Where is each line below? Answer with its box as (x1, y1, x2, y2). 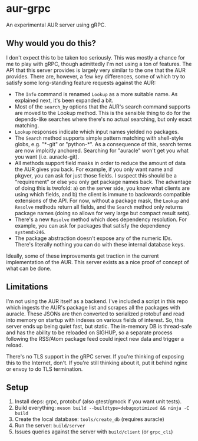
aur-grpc (6, 2, 51, 15)
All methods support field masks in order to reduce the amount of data (14, 159, 186, 166)
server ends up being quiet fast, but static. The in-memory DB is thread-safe (6, 322, 193, 330)
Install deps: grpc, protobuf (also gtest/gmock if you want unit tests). (14, 398, 181, 405)
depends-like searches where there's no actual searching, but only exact (14, 116, 192, 123)
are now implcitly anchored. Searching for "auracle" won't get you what (14, 147, 189, 154)
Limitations (6, 282, 48, 292)
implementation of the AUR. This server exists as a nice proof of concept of (6, 258, 190, 265)
